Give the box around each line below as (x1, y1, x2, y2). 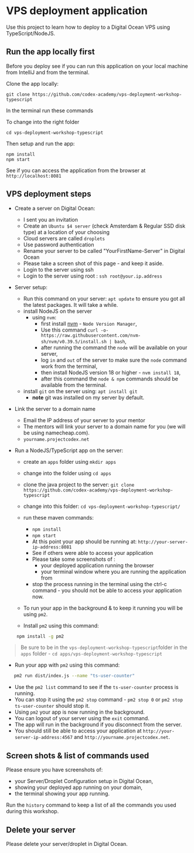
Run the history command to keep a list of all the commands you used (6, 801, 177, 809)
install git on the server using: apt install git (23, 387, 138, 394)
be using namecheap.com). (23, 429, 90, 436)
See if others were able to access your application (32, 549, 154, 556)
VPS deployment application (6, 4, 148, 18)
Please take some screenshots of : (32, 556, 115, 563)
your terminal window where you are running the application (40, 568, 186, 575)
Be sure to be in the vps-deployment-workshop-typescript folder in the (20, 644, 188, 651)
